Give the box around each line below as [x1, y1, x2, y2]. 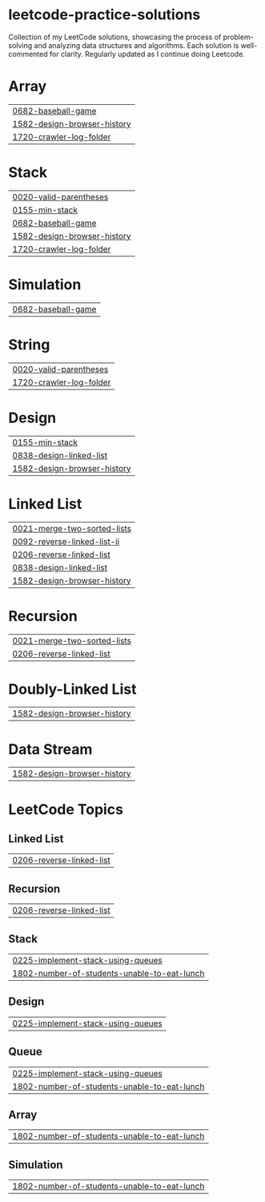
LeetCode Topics [8, 800, 124, 818]
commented [8, 49, 48, 58]
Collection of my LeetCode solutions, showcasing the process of [8, 32, 222, 42]
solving [8, 40, 33, 50]
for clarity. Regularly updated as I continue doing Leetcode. [49, 49, 246, 58]
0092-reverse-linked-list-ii [12, 535, 120, 547]
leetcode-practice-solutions [8, 6, 201, 24]
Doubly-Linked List [8, 680, 137, 698]
